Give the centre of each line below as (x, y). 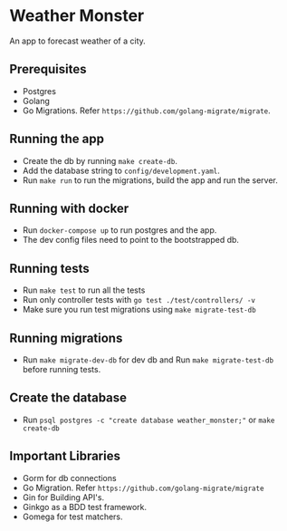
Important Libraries (65, 456)
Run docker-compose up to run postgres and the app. (120, 230)
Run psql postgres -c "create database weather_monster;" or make (148, 420)
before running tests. (62, 369)
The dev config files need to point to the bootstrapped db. (131, 240)
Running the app (57, 139)
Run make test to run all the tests (84, 290)
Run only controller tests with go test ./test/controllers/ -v (139, 300)
